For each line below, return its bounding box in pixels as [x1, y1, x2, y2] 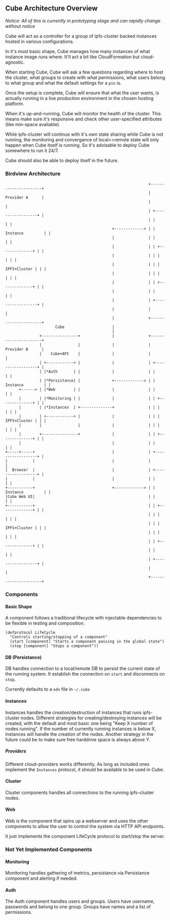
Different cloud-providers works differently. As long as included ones [5, 761, 150, 767]
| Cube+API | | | [39, 352, 151, 357]
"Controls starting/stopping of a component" [10, 635, 108, 640]
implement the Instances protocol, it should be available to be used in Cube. [5, 766, 164, 773]
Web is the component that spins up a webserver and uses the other [5, 818, 149, 824]
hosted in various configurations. [5, 38, 75, 44]
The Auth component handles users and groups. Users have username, [5, 898, 155, 905]
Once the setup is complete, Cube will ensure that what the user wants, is [5, 89, 159, 96]
